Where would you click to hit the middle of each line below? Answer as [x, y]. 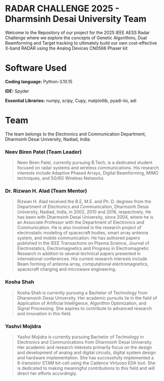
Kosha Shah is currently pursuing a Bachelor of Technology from [82, 293]
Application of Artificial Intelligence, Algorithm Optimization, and [82, 303]
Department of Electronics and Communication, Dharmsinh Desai [83, 207]
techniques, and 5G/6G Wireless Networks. [61, 178]
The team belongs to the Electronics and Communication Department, [76, 134]
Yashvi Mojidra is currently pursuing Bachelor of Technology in [80, 337]
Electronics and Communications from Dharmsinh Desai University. [85, 342]
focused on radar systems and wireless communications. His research [88, 168]
